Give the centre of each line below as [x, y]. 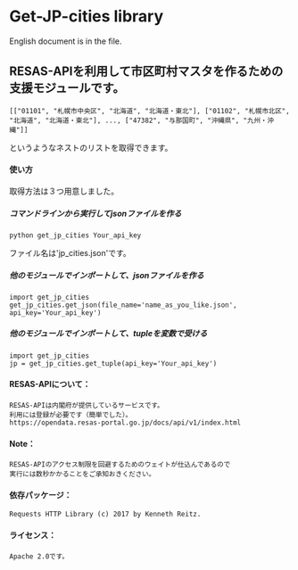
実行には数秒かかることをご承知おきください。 [83, 475]
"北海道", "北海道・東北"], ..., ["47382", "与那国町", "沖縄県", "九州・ [138, 120]
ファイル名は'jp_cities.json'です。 [70, 252]
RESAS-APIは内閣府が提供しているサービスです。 [87, 406]
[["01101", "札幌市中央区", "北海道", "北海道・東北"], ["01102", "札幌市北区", [149, 111]
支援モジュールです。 [67, 88]
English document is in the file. [66, 41]
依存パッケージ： [41, 495]
